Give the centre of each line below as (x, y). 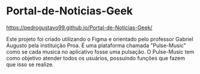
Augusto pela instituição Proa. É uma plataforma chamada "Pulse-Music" (96, 45)
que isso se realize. (30, 64)
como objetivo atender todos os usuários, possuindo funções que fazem (96, 58)
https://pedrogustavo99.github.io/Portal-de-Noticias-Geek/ (79, 27)
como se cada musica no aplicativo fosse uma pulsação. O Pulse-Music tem (100, 51)
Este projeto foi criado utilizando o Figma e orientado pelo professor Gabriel (100, 39)
